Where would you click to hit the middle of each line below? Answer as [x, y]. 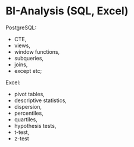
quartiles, [26, 119]
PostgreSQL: [21, 27]
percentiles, [29, 113]
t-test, [22, 132]
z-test [21, 138]
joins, [21, 65]
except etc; [28, 71]
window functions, [37, 51]
